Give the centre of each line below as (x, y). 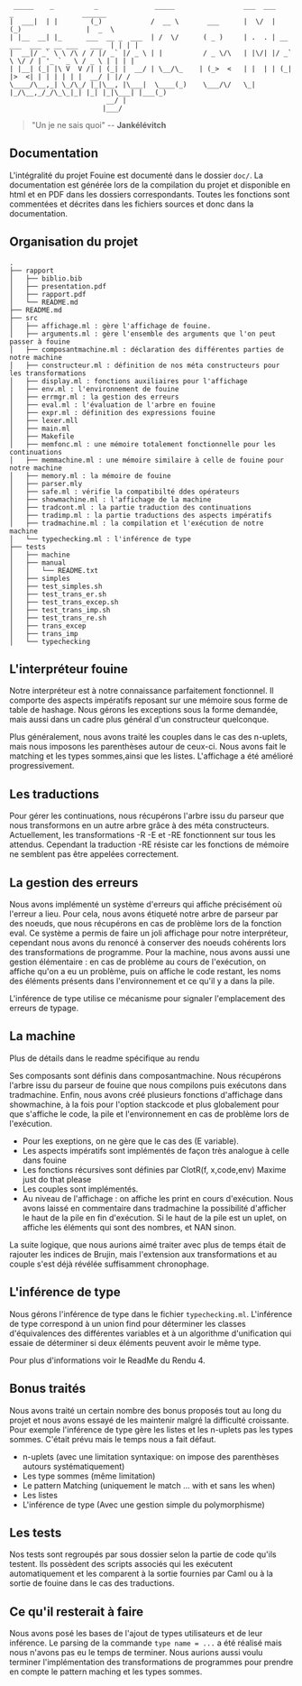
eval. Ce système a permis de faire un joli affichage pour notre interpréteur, (149, 933)
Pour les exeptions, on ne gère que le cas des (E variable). (130, 1141)
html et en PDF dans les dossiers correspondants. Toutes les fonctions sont (150, 194)
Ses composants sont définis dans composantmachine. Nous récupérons (146, 1075)
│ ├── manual (38, 562)
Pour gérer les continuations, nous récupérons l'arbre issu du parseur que (147, 816)
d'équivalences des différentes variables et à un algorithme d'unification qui (151, 1333)
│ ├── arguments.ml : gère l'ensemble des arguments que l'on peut (143, 334)
